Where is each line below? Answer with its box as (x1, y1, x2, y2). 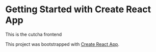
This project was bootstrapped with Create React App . (5, 41, 120, 47)
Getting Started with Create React (5, 4, 151, 15)
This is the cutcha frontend (5, 31, 62, 37)
